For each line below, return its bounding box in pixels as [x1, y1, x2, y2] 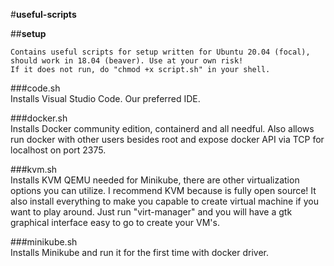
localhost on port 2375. [10, 144, 107, 156]
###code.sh [10, 82, 61, 94]
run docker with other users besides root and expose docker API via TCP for [10, 134, 325, 145]
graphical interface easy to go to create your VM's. [10, 217, 220, 228]
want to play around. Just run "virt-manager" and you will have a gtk [10, 206, 293, 218]
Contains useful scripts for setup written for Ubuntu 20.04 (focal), [10, 47, 311, 57]
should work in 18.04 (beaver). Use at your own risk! [10, 56, 244, 66]
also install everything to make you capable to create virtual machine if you [10, 195, 319, 207]
